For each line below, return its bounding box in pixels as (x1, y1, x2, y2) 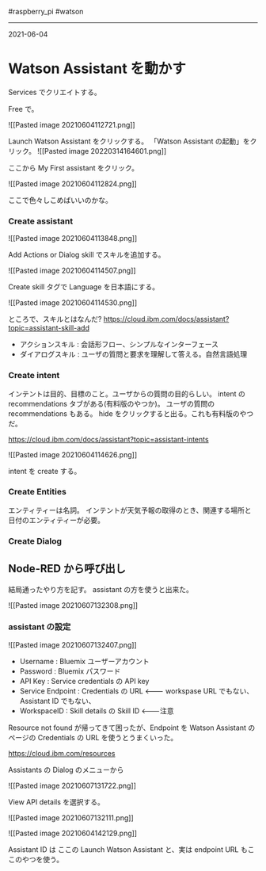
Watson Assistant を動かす (8, 59, 186, 78)
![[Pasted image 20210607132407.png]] (8, 640, 137, 649)
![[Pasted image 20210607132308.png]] (8, 600, 139, 609)
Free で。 (8, 104, 39, 113)
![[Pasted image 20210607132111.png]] (8, 812, 134, 823)
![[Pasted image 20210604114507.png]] (8, 266, 136, 276)
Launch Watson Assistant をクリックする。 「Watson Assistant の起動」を (8, 136, 251, 146)
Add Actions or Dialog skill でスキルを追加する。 (8, 250, 165, 260)
